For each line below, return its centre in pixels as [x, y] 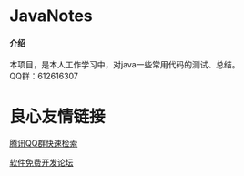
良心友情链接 [58, 116]
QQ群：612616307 [44, 76]
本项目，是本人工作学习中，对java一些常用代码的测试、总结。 [125, 65]
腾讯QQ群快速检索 [44, 143]
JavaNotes [51, 16]
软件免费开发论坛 [41, 163]
